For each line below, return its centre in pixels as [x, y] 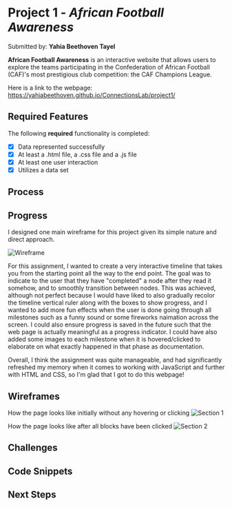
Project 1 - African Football [86, 13]
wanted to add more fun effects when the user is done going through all [110, 310]
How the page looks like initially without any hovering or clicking [99, 413]
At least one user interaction [58, 162]
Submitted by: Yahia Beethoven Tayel [62, 46]
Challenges [33, 448]
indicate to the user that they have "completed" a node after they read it [110, 281]
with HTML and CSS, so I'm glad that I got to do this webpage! [96, 375]
